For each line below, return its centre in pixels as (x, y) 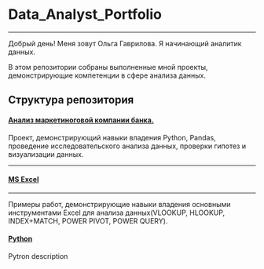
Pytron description (38, 256)
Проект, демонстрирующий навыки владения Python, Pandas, (112, 137)
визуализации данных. (46, 154)
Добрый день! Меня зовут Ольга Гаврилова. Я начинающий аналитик (125, 43)
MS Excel (24, 180)
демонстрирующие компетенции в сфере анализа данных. (107, 75)
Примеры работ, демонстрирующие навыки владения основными (119, 204)
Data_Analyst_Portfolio (85, 15)
